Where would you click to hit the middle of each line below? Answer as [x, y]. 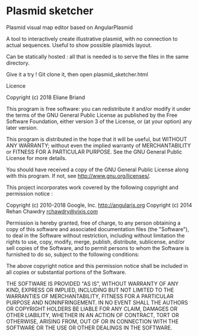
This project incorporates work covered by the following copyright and [92, 187]
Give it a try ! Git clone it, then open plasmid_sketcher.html [77, 74]
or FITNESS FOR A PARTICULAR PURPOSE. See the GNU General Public [94, 152]
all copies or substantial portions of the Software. [66, 272]
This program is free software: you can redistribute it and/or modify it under [98, 108]
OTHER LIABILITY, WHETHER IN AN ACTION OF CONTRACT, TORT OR [92, 315]
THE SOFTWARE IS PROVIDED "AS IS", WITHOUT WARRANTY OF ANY [92, 283]
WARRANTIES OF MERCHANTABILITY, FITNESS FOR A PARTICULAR [90, 296]
